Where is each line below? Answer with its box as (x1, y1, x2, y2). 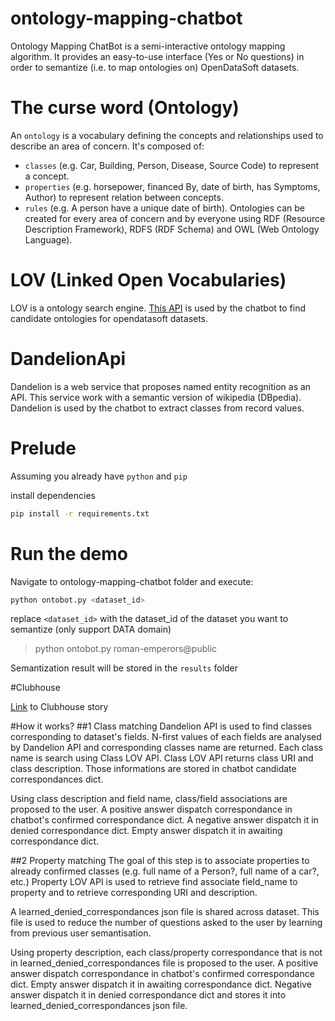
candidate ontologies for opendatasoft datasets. (10, 312, 209, 324)
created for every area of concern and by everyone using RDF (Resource (24, 212, 326, 224)
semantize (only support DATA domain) (10, 623, 172, 636)
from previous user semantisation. (10, 927, 152, 939)
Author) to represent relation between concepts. (24, 191, 224, 203)
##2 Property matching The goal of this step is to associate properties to (10, 855, 310, 867)
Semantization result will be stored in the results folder (10, 662, 239, 674)
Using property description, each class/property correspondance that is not (10, 947, 323, 959)
